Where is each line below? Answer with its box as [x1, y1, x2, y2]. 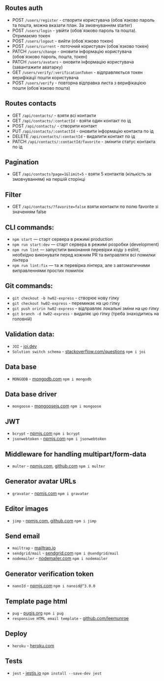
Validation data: [5, 330, 55, 339]
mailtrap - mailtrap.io [12, 545, 56, 551]
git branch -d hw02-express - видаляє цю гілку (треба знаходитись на [12, 310, 159, 317]
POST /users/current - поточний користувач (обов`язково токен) [12, 43, 149, 49]
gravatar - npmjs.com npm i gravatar [12, 490, 89, 496]
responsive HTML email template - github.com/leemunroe [12, 616, 129, 621]
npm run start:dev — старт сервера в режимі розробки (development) [12, 241, 160, 248]
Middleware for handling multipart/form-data [5, 450, 146, 458]
